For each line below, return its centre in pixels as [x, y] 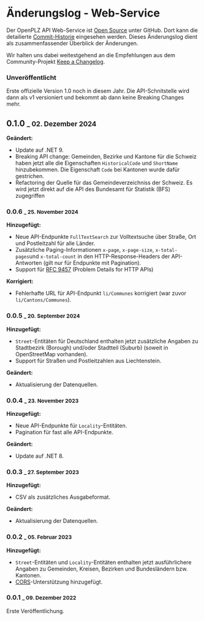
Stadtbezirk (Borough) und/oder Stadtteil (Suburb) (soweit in [92, 348]
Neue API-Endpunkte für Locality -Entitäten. [71, 425]
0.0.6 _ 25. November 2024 [42, 211]
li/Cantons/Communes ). [43, 300]
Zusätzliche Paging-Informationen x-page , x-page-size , [85, 250]
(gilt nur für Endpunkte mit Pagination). [92, 263]
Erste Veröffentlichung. [35, 611]
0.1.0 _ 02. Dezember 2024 [51, 123]
